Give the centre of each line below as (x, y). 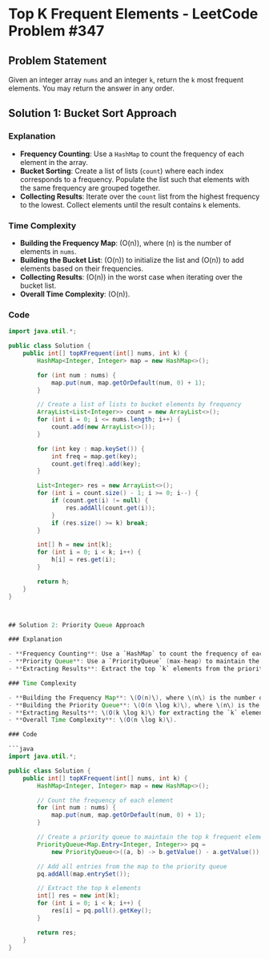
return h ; (53, 582)
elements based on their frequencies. (82, 268)
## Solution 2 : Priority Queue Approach (77, 625)
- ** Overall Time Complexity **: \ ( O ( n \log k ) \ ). (93, 720)
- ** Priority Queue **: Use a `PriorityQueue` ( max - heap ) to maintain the (134, 662)
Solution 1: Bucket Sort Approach (93, 113)
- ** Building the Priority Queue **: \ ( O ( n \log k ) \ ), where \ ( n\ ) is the (134, 705)
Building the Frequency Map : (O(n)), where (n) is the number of (126, 243)
